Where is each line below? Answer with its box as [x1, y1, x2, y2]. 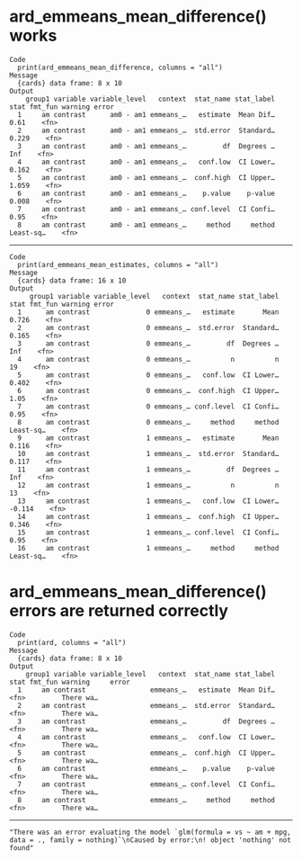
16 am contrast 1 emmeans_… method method [17, 543, 280, 552]
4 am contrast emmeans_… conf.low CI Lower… [17, 732, 276, 741]
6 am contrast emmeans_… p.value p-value [17, 764, 276, 773]
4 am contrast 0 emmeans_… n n [17, 354, 280, 363]
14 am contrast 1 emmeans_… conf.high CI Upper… [17, 512, 280, 521]
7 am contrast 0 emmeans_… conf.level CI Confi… [17, 402, 280, 411]
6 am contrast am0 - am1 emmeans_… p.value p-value [17, 189, 276, 198]
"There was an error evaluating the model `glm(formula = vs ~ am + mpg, [9, 828, 292, 837]
